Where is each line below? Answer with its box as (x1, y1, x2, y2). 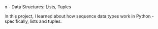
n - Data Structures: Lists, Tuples (4, 4, 71, 10)
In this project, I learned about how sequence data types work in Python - (4, 14, 154, 19)
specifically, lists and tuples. (4, 18, 62, 24)
